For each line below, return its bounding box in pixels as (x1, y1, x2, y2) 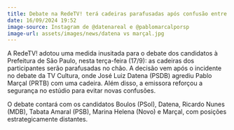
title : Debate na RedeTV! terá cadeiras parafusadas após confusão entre (7, 10, 228, 18)
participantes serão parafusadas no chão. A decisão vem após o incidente (7, 64, 222, 72)
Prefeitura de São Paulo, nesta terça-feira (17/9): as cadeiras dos (7, 57, 195, 65)
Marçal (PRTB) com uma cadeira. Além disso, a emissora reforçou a (7, 79, 203, 88)
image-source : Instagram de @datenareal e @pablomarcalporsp (7, 23, 190, 30)
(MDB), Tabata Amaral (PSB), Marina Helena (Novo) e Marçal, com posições (7, 108, 227, 116)
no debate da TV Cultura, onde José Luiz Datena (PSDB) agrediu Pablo (7, 72, 212, 80)
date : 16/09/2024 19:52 (7, 17, 77, 24)
